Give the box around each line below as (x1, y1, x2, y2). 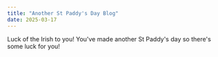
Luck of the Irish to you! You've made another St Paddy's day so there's (7, 35, 212, 43)
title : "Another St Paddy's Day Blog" (7, 9, 119, 17)
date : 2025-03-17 (7, 16, 57, 23)
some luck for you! (7, 42, 61, 50)
